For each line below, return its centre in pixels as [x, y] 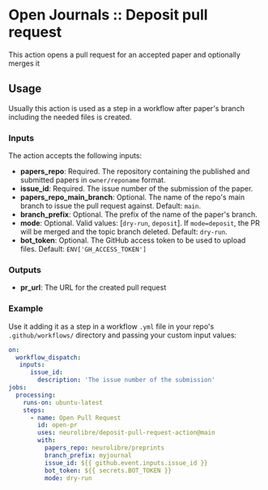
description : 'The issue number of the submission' [127, 380]
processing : [36, 395]
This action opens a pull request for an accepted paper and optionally [125, 54]
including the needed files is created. [70, 117]
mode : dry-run [68, 478]
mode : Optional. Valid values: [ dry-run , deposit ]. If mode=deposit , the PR [140, 223]
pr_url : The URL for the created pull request [93, 288]
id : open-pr [58, 425]
